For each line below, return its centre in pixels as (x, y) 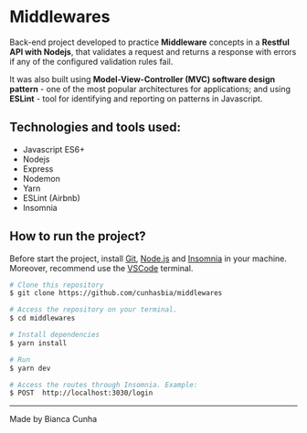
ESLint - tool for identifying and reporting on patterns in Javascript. (136, 99)
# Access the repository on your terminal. (94, 310)
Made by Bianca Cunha (53, 419)
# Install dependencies (55, 335)
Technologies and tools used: (95, 127)
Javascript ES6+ (53, 149)
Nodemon (42, 178)
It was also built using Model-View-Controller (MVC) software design (143, 79)
